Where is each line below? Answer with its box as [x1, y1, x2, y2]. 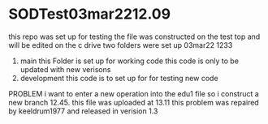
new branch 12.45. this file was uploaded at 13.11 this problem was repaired [8, 97, 260, 107]
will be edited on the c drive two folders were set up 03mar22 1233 [8, 40, 233, 49]
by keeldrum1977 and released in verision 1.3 [8, 106, 158, 116]
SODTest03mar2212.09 [8, 5, 171, 24]
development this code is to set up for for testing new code [19, 73, 218, 83]
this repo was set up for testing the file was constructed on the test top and [8, 32, 261, 41]
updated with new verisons [19, 64, 111, 74]
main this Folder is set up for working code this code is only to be [19, 56, 240, 66]
